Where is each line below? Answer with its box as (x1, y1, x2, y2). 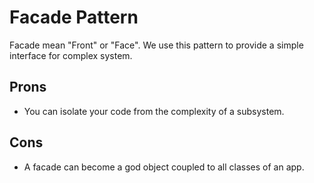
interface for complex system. (9, 49, 133, 61)
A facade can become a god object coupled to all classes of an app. (23, 161, 305, 173)
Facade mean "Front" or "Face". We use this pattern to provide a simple (9, 39, 304, 51)
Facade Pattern (9, 6, 139, 29)
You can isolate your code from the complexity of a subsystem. (23, 105, 285, 117)
